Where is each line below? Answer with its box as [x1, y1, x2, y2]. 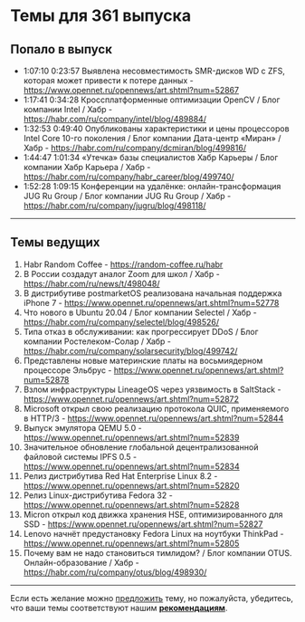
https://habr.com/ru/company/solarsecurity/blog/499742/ [23, 345, 238, 356]
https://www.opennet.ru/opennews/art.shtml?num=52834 [23, 461, 241, 472]
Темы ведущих [10, 234, 100, 250]
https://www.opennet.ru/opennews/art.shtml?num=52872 [23, 393, 239, 404]
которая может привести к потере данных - [23, 75, 194, 86]
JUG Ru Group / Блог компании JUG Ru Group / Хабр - [23, 191, 232, 201]
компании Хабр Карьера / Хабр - [23, 162, 151, 172]
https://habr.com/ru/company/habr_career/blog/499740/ [23, 171, 234, 182]
